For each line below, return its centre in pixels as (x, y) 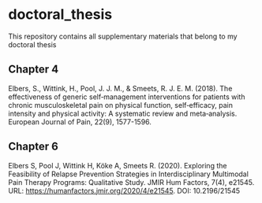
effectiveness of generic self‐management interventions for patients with (127, 97)
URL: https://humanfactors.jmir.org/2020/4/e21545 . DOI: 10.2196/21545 (124, 190)
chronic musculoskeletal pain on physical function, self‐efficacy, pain (121, 105)
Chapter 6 (34, 147)
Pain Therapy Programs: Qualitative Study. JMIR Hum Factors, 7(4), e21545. (131, 182)
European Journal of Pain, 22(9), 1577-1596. (80, 122)
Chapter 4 (34, 70)
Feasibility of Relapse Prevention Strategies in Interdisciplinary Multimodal (128, 174)
